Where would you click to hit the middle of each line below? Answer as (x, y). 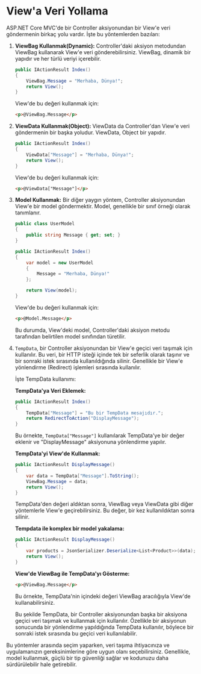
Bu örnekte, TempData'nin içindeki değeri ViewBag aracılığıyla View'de (103, 596)
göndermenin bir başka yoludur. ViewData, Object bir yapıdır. (91, 133)
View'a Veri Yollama (57, 11)
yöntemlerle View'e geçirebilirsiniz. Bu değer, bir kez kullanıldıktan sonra (105, 511)
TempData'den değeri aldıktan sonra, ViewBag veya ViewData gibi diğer (104, 504)
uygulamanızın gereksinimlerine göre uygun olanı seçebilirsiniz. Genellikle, (98, 651)
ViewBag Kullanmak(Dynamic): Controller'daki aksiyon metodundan (100, 46)
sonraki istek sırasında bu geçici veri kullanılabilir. (76, 633)
